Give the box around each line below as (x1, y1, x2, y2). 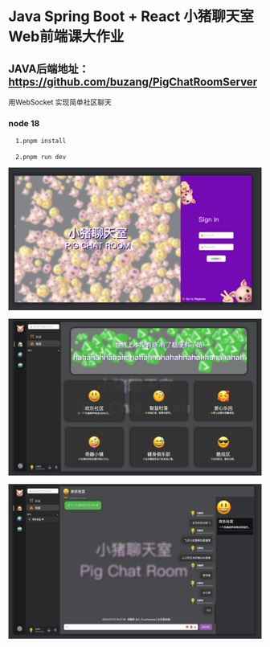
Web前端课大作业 (8, 27, 125, 46)
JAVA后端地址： (8, 62, 90, 76)
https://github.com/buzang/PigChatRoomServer (8, 75, 258, 88)
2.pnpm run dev (15, 154, 67, 162)
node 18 (8, 117, 40, 129)
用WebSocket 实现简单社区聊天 (8, 97, 112, 107)
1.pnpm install (15, 137, 67, 145)
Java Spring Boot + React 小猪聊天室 (8, 7, 255, 26)
